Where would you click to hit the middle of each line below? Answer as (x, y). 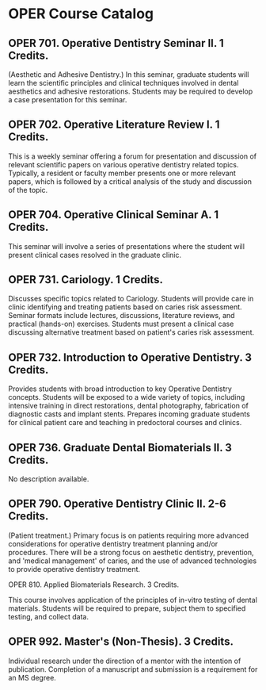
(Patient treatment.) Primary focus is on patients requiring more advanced (129, 535)
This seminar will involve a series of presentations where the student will (127, 246)
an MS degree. (32, 677)
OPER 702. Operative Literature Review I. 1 (114, 125)
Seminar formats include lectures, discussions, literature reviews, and (122, 316)
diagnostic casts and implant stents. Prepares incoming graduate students (129, 414)
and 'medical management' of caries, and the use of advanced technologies (133, 561)
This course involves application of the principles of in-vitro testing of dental (133, 600)
